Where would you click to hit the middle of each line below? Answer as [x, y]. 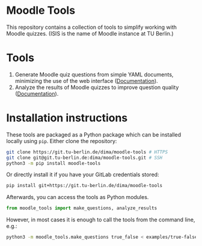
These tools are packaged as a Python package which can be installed [94, 134]
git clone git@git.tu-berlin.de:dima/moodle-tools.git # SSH [84, 158]
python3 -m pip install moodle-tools [54, 163]
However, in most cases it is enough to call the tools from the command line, [101, 220]
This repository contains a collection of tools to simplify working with [92, 27]
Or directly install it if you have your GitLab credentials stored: [83, 174]
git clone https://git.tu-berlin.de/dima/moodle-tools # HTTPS [87, 152]
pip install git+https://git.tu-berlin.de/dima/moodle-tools [84, 186]
